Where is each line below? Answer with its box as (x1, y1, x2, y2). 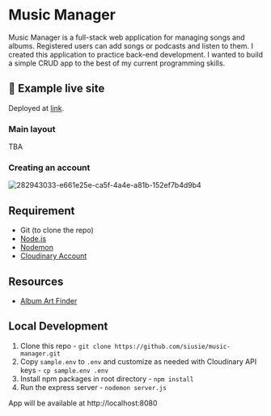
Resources (8, 274, 64, 288)
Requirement (8, 204, 75, 218)
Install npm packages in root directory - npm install (19, 374, 194, 384)
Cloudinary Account (19, 251, 87, 261)
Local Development (8, 320, 108, 333)
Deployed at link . (8, 103, 65, 112)
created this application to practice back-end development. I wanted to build (8, 49, 263, 59)
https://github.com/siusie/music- (114, 342, 231, 350)
